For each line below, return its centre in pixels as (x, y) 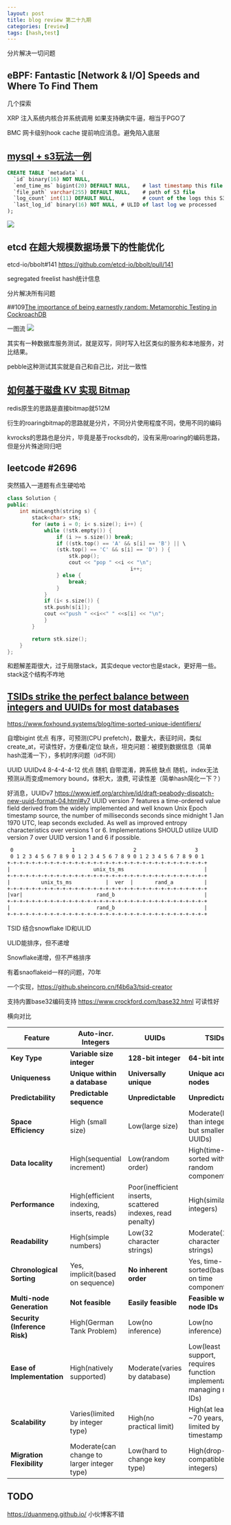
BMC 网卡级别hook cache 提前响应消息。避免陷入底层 (84, 133)
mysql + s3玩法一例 (49, 157)
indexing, (85, 1204)
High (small (88, 1121)
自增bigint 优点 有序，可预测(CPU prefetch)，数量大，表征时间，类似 (104, 738)
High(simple (89, 1237)
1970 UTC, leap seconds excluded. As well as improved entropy (97, 823)
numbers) (86, 1245)
